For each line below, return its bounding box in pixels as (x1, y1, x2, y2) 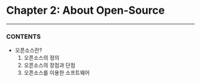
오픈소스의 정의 (23, 54, 60, 62)
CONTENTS (6, 32, 41, 41)
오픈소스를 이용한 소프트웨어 (23, 69, 90, 77)
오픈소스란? (14, 47, 42, 54)
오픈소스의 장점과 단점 (23, 62, 76, 69)
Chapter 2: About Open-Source (6, 4, 165, 17)
